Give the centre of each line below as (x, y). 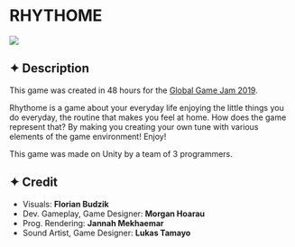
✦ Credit (34, 183)
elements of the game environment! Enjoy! (88, 136)
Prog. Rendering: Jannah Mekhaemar (93, 223)
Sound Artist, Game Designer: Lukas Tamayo (106, 233)
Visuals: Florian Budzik (66, 204)
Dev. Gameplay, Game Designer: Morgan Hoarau (114, 214)
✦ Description (50, 69)
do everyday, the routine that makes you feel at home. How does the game (148, 117)
